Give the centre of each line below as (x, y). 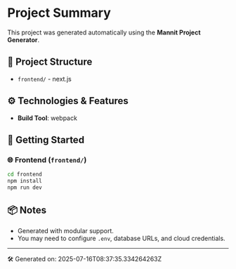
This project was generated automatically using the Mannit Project (104, 32)
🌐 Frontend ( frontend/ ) (47, 159)
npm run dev (25, 188)
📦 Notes (27, 210)
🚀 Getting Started (46, 139)
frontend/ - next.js (44, 79)
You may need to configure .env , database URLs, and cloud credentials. (122, 238)
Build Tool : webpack (47, 118)
